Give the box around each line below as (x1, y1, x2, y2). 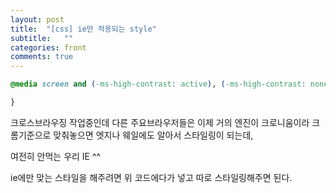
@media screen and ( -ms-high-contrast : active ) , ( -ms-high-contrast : (10, 79, 307, 90)
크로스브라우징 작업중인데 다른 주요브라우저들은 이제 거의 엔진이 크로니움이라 (10, 116, 310, 128)
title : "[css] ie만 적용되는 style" (10, 24, 157, 34)
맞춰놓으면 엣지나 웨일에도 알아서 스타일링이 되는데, (53, 129, 254, 141)
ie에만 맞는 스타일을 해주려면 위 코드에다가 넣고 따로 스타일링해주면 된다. (10, 171, 293, 183)
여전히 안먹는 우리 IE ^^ (10, 150, 102, 162)
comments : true (10, 52, 74, 62)
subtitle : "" (10, 33, 74, 43)
